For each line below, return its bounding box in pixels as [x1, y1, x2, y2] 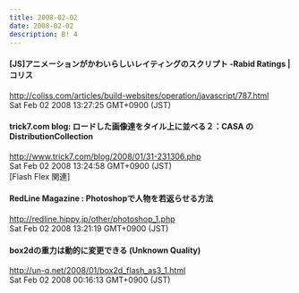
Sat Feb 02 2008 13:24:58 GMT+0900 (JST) [9, 160, 173, 171]
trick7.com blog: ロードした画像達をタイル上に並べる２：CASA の [9, 121, 254, 132]
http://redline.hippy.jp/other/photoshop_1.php [9, 213, 175, 224]
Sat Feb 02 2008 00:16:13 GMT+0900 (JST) [9, 274, 171, 286]
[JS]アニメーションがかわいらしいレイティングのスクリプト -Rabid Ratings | [9, 58, 291, 69]
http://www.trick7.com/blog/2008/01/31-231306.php [9, 151, 201, 162]
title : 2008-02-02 [9, 13, 78, 22]
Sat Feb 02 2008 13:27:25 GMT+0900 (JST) [9, 99, 172, 110]
